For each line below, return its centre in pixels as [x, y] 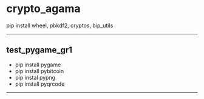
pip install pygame [38, 65]
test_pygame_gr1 [39, 50]
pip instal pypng [35, 77]
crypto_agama [43, 9]
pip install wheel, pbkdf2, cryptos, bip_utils [60, 25]
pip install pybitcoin [39, 71]
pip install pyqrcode [40, 84]
